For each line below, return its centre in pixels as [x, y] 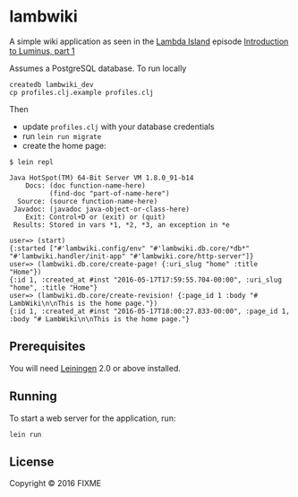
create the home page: [64, 145]
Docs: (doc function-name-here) [85, 186]
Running [34, 397]
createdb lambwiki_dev [51, 84]
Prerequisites [47, 347]
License [32, 462]
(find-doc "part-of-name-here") [109, 193]
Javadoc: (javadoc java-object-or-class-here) [102, 209]
